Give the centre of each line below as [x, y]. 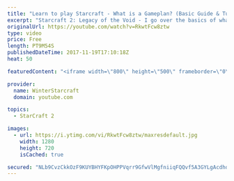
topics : [18, 110]
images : [18, 129]
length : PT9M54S [31, 46]
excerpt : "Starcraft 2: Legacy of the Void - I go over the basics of [112, 20]
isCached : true [42, 155]
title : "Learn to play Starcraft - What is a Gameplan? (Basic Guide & [113, 14]
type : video [24, 33]
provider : [22, 84]
